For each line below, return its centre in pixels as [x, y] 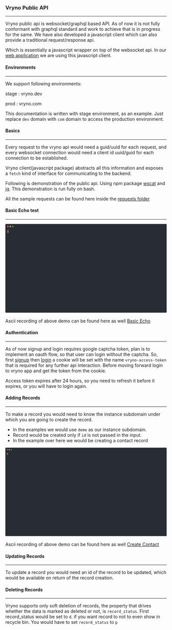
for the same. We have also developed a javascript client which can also [81, 34]
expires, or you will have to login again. [46, 386]
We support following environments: [44, 83]
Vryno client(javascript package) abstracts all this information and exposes [84, 168]
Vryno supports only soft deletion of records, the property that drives [78, 606]
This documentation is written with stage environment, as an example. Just [84, 113]
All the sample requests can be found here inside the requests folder [78, 199]
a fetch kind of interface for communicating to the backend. [69, 173]
